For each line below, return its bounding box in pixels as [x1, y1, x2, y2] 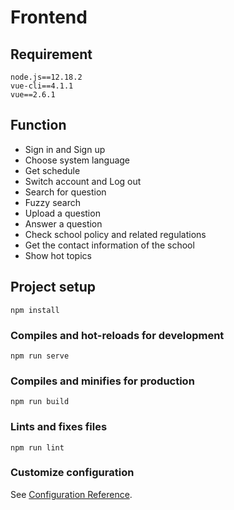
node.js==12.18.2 [10, 72, 83, 82]
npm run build [10, 397, 70, 407]
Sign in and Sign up [24, 143, 106, 155]
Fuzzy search [24, 196, 82, 208]
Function [10, 117, 67, 134]
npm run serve [10, 351, 70, 361]
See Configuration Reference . [10, 488, 133, 500]
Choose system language [24, 154, 131, 166]
